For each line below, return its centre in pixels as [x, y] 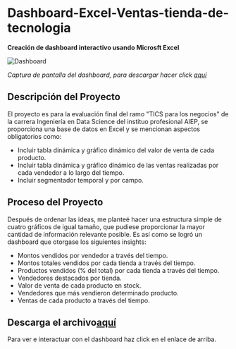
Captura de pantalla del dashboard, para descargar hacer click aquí [107, 75]
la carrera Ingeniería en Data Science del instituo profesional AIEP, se [108, 121]
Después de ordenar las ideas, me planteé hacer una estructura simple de [114, 219]
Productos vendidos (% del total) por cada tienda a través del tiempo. [118, 270]
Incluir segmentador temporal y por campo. [81, 180]
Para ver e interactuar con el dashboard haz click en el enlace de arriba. [112, 339]
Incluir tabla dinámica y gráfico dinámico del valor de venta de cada [116, 150]
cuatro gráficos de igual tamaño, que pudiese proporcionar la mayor [106, 226]
